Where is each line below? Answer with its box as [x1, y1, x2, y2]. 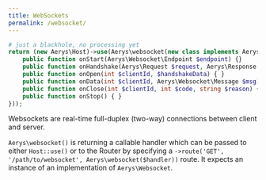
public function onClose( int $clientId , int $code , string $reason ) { [22, 85, 260, 93]
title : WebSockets [8, 11, 69, 20]
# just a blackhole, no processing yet [8, 40, 140, 48]
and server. [8, 122, 45, 132]
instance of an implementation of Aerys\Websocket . [8, 163, 173, 173]
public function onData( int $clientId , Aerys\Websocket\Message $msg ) [22, 77, 260, 86]
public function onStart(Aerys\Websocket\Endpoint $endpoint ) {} [22, 56, 243, 63]
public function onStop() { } [22, 92, 123, 100]
